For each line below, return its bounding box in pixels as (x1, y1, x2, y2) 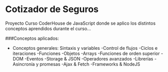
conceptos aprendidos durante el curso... (5, 25, 91, 31)
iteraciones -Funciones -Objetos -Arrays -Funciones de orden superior (12, 50, 160, 56)
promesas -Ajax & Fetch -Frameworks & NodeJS (39, 61, 140, 67)
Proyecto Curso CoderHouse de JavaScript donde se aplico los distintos (5, 20, 156, 26)
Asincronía (12, 61, 35, 67)
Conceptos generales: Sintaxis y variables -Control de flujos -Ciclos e (12, 45, 158, 51)
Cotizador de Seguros (5, 4, 99, 15)
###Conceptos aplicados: (5, 35, 59, 41)
